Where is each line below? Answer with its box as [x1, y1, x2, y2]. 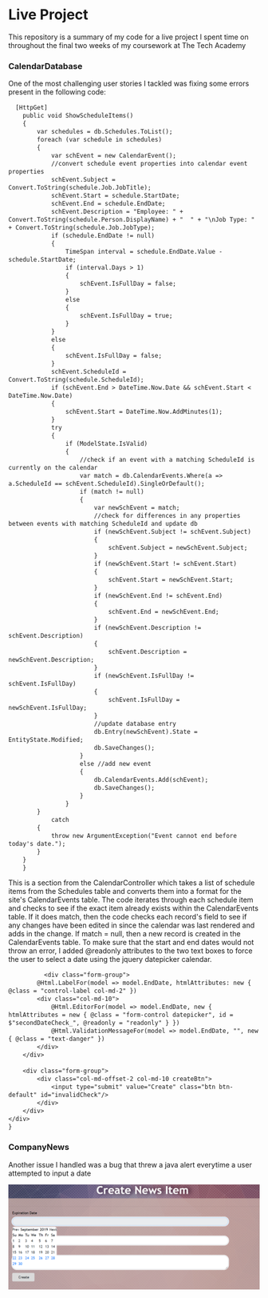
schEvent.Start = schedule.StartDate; [50, 192, 180, 200]
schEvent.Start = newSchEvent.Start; [108, 576, 234, 584]
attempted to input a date [8, 1168, 92, 1178]
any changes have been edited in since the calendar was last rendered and [8, 920, 255, 930]
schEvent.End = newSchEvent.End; [108, 608, 219, 616]
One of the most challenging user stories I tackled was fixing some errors [8, 78, 250, 89]
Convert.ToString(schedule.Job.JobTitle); [8, 184, 152, 192]
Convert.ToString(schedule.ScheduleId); [8, 376, 145, 384]
